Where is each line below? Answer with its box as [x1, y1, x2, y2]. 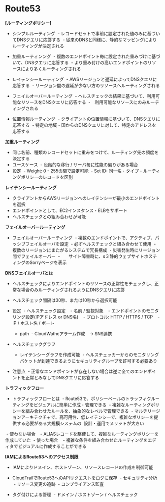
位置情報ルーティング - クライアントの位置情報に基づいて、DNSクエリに [12, 116, 161, 122]
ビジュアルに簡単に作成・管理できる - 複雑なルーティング [33, 402, 151, 407]
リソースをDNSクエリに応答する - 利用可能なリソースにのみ [21, 99, 147, 105]
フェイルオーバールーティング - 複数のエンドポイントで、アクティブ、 [12, 235, 155, 241]
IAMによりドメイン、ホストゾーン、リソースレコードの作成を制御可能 [12, 464, 154, 470]
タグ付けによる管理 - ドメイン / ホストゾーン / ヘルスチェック [12, 491, 138, 498]
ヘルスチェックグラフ [12, 341, 56, 347]
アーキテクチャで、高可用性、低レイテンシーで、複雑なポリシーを [21, 414, 154, 420]
